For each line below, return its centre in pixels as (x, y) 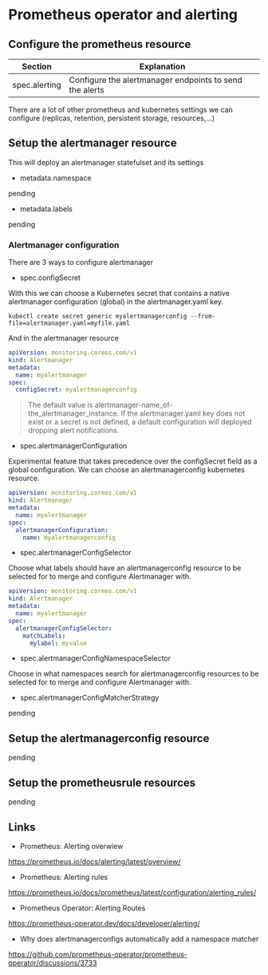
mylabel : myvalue (58, 643)
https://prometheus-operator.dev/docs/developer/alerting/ (104, 923)
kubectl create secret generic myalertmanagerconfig (98, 317)
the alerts (87, 90)
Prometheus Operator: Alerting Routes (83, 908)
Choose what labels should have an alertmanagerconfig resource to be (125, 568)
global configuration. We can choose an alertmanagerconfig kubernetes (127, 470)
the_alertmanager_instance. (73, 413)
